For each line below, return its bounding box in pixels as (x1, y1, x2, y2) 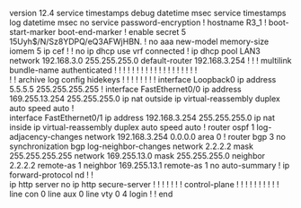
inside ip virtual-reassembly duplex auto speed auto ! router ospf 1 (9, 122, 255, 133)
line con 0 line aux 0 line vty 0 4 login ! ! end (9, 188, 173, 199)
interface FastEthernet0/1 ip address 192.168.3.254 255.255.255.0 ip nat (9, 112, 276, 123)
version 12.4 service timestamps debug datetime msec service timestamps (9, 8, 287, 18)
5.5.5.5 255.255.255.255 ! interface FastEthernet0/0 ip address (9, 84, 242, 94)
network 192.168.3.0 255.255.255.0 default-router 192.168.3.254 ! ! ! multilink (9, 56, 292, 65)
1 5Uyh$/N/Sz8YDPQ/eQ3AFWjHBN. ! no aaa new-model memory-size (9, 36, 270, 47)
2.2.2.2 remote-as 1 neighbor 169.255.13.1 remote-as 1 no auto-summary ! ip (9, 160, 290, 170)
